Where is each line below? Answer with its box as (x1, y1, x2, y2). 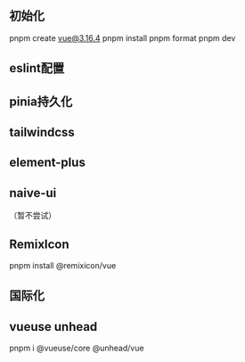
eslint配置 (9, 61, 65, 76)
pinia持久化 (9, 94, 73, 109)
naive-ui (9, 185, 57, 201)
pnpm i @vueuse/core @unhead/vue (9, 342, 144, 354)
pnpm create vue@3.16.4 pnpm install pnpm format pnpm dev (9, 32, 236, 43)
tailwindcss (9, 124, 76, 140)
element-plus (9, 155, 86, 170)
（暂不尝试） (9, 210, 56, 221)
